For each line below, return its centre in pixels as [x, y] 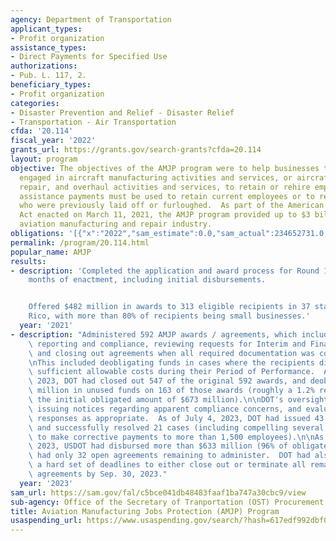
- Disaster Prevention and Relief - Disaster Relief [122, 112]
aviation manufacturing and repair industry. [116, 224]
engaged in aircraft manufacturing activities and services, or [156, 177]
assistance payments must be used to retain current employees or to [167, 196]
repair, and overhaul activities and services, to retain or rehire [165, 187]
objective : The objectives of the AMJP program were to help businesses [165, 168]
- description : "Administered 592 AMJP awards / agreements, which [154, 334]
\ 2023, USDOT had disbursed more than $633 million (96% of [158, 446]
